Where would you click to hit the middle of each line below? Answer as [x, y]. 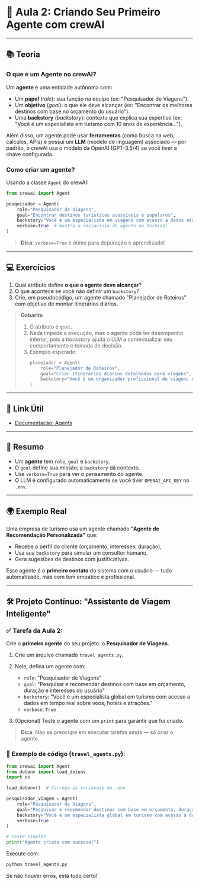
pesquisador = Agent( [33, 204]
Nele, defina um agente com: [50, 667]
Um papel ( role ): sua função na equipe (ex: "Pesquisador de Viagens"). [102, 99]
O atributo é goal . [51, 326]
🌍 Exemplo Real [36, 511]
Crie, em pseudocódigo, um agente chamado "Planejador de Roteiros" [100, 297]
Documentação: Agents [44, 423]
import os [18, 777]
